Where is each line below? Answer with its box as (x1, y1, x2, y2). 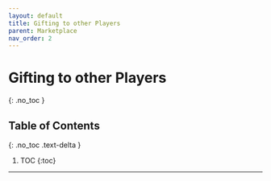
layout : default (8, 11, 63, 20)
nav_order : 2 (8, 34, 52, 43)
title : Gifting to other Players (8, 19, 121, 27)
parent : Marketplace (8, 27, 78, 35)
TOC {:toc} (19, 156, 56, 165)
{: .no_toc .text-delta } (8, 140, 81, 150)
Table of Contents (8, 118, 101, 133)
